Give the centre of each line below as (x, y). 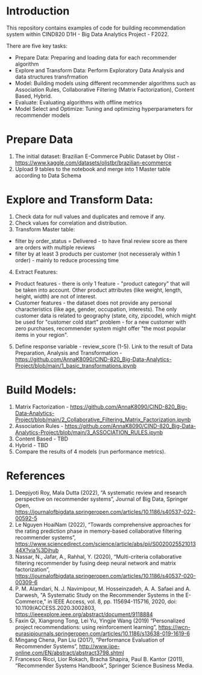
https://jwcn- (175, 627)
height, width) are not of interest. (56, 296)
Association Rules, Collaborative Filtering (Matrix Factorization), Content (105, 89)
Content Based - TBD (41, 439)
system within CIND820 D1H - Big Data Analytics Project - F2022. (88, 34)
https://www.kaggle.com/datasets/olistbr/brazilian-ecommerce (93, 162)
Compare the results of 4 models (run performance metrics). (90, 451)
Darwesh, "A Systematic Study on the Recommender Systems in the (99, 595)
